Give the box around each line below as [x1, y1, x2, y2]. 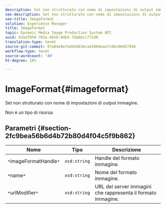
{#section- [37, 124, 72, 132]
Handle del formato [94, 155, 140, 161]
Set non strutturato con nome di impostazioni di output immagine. [5, 100, 139, 106]
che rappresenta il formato [94, 189, 157, 196]
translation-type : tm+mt [5, 40, 56, 45]
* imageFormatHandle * [7, 158, 60, 164]
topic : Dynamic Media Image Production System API [5, 30, 112, 35]
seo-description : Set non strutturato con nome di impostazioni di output [5, 12, 163, 17]
